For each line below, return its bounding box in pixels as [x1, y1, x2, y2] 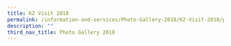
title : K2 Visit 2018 [7, 9, 69, 17]
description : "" [7, 22, 54, 29]
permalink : [7, 16, 38, 23]
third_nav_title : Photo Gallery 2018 [7, 28, 115, 36]
